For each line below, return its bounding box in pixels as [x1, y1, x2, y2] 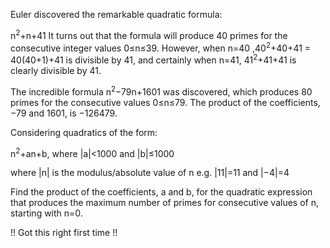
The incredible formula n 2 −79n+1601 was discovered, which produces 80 [10, 84, 313, 98]
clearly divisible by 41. [10, 64, 102, 76]
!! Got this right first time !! [10, 227, 118, 239]
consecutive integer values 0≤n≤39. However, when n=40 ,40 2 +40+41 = [10, 40, 312, 54]
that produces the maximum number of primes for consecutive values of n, [10, 197, 320, 209]
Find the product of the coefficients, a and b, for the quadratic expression [10, 186, 313, 198]
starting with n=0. [10, 207, 83, 219]
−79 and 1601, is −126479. [10, 107, 118, 119]
